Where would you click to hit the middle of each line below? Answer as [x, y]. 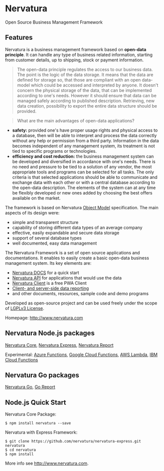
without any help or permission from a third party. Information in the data [85, 140]
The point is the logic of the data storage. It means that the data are [85, 75]
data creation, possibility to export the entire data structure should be [87, 106]
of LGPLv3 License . [25, 308]
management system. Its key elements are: [48, 263]
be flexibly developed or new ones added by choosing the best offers [82, 193]
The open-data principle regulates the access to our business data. [85, 69]
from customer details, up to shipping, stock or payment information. [74, 60]
